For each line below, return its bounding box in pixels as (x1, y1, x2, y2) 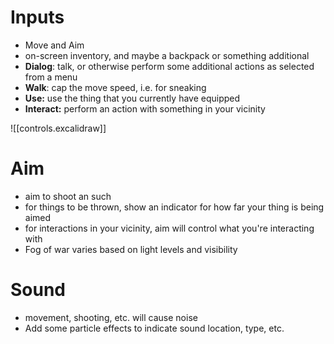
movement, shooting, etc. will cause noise (24, 311, 198, 323)
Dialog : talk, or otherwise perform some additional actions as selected (24, 60, 315, 72)
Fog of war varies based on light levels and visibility (24, 243, 238, 255)
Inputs (10, 6, 65, 29)
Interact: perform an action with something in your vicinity (24, 102, 266, 115)
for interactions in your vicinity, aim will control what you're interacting (24, 222, 315, 234)
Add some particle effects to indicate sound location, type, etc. (24, 322, 285, 334)
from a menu (24, 71, 78, 83)
